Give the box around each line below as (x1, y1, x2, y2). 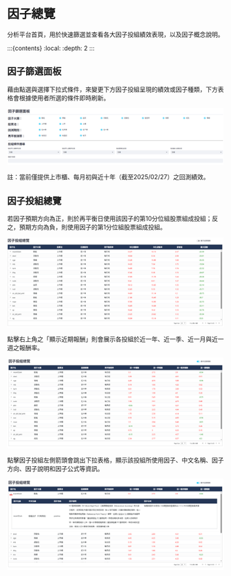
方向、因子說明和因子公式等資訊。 (7, 464, 104, 472)
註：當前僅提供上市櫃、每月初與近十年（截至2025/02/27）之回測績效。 (7, 173, 210, 181)
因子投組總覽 (7, 195, 62, 207)
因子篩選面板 (7, 66, 62, 78)
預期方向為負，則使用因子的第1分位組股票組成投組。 (19, 222, 166, 231)
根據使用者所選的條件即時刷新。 (19, 93, 110, 102)
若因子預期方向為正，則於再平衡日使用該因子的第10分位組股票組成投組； (7, 214, 212, 222)
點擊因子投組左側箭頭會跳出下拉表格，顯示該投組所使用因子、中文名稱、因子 (7, 456, 224, 464)
